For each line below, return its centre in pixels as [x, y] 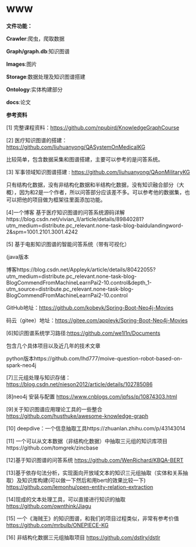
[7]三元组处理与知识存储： [39, 377]
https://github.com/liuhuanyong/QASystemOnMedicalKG [76, 147]
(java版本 [18, 256]
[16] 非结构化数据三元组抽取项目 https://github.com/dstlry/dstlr [83, 537]
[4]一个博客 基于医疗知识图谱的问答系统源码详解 [66, 212]
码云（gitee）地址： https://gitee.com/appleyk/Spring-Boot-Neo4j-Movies [97, 320]
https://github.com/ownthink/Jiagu [49, 506]
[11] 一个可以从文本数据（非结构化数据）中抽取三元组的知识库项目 [87, 441]
